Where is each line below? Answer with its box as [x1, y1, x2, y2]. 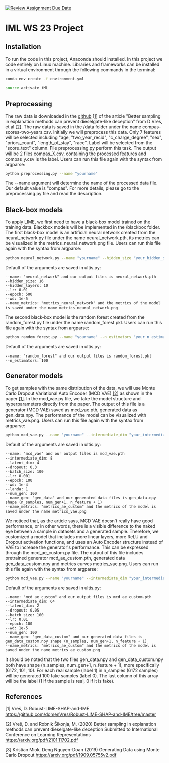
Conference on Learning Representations [5, 732, 91, 738]
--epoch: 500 [5, 292, 33, 297]
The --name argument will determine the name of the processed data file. [5, 180, 158, 186]
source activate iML [5, 85, 49, 90]
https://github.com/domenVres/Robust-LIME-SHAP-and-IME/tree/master [5, 711, 156, 717]
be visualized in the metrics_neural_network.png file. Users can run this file [5, 240, 161, 246]
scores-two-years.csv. [5, 129, 52, 135]
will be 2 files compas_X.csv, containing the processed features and [5, 150, 146, 157]
